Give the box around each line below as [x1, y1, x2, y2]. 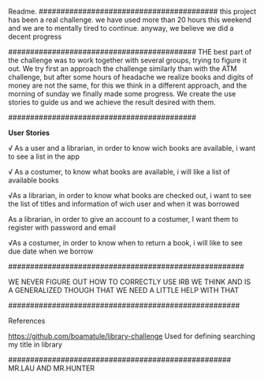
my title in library [8, 340, 63, 349]
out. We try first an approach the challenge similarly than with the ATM [8, 64, 237, 73]
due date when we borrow [8, 246, 94, 256]
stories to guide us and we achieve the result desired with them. [8, 98, 217, 107]
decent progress [8, 32, 62, 41]
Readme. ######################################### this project [8, 7, 257, 16]
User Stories [8, 128, 50, 137]
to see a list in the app [8, 152, 80, 161]
